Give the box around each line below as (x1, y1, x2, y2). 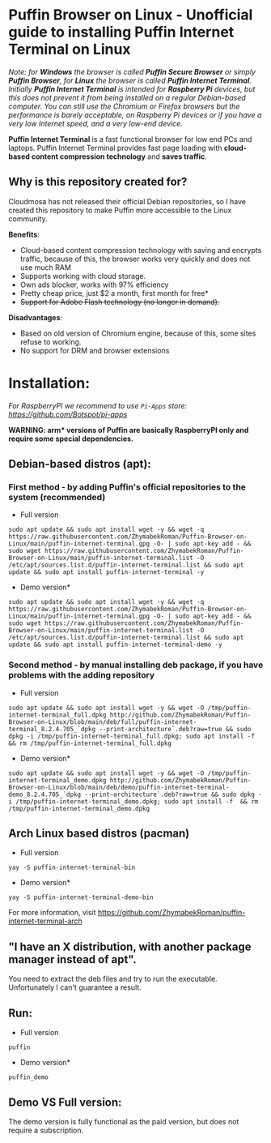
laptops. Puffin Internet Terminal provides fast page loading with (8, 143, 222, 152)
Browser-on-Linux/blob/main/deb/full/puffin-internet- (8, 717, 197, 726)
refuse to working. (19, 336, 82, 346)
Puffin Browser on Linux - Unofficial (8, 6, 253, 24)
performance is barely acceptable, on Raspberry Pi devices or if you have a (8, 109, 262, 119)
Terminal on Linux (8, 41, 131, 58)
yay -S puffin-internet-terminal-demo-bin (8, 893, 154, 901)
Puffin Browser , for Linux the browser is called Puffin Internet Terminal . (8, 75, 252, 85)
